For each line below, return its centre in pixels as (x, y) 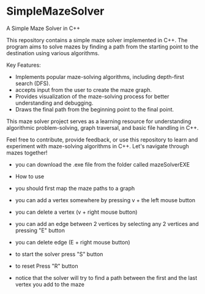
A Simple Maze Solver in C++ (43, 28)
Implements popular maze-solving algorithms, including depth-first (100, 77)
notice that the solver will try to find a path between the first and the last (106, 277)
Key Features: (24, 65)
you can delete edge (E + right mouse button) (73, 242)
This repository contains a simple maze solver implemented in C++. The (97, 40)
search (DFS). (33, 83)
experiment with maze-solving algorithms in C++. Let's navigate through (98, 146)
